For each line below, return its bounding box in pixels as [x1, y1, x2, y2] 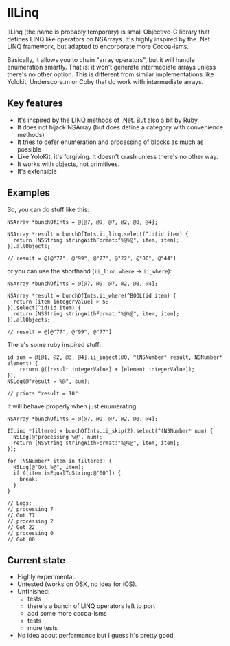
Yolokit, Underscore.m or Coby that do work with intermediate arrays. [7, 77, 204, 85]
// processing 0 [7, 530, 54, 536]
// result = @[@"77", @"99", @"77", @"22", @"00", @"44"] [7, 255, 176, 262]
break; [19, 475, 38, 483]
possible [16, 145, 42, 153]
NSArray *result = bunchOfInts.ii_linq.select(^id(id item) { [7, 231, 189, 238]
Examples [7, 187, 50, 199]
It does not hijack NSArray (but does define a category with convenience [16, 123, 224, 132]
